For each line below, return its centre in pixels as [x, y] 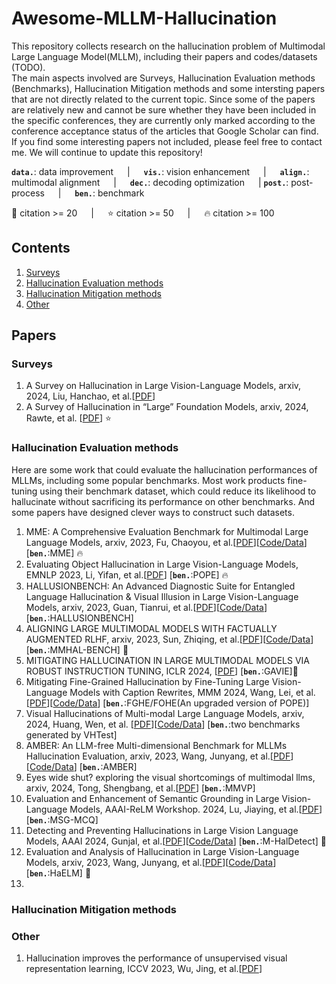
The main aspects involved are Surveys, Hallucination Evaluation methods [163, 78]
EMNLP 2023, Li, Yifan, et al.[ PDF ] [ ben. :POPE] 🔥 [127, 574]
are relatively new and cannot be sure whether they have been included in [164, 109]
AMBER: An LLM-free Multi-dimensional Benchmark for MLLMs [156, 745]
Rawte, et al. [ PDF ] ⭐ [68, 418]
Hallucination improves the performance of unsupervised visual [156, 958]
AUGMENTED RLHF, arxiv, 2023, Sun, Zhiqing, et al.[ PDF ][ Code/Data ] [169, 639]
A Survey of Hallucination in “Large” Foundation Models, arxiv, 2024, [167, 407]
